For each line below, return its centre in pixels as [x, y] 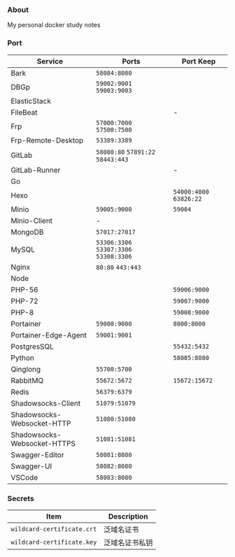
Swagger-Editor [37, 454]
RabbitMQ [27, 380]
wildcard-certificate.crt [54, 529]
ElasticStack [31, 101]
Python [23, 358]
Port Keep [199, 61]
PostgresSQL [33, 346]
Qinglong [26, 369]
